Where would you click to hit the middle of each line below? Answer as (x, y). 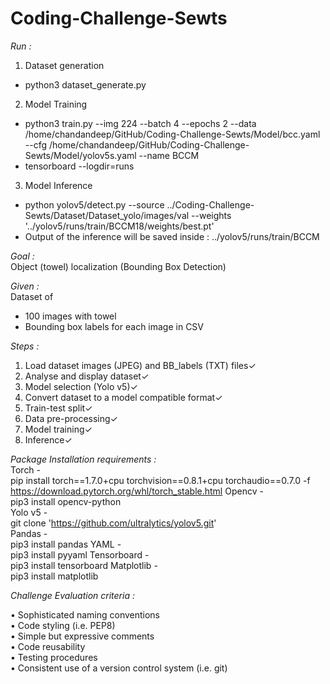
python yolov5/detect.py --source (94, 204)
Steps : (25, 346)
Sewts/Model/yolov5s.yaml (80, 155)
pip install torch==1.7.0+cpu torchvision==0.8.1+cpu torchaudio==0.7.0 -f (160, 480)
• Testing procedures (54, 657)
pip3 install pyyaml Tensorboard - (80, 554)
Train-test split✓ (58, 408)
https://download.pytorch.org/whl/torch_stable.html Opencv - (137, 491)
